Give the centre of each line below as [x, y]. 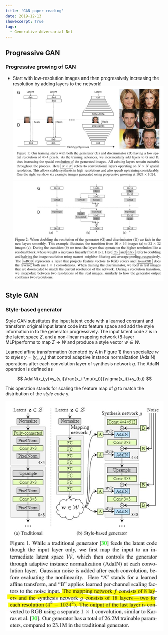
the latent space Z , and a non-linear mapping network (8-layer [70, 337]
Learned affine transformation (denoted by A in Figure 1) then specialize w [82, 352]
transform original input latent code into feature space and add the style [80, 326]
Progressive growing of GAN [41, 67]
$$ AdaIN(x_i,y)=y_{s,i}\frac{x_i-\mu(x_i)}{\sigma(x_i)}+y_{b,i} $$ [85, 379]
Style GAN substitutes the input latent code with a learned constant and [79, 321]
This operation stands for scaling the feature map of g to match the [75, 388]
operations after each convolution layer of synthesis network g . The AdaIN [82, 364]
